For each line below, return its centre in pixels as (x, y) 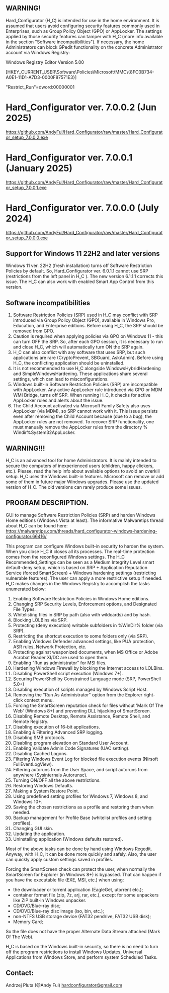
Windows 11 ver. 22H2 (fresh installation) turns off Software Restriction (79, 265)
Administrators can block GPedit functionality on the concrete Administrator (84, 47)
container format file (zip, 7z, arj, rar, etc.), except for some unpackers (86, 895)
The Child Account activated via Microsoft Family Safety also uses (81, 406)
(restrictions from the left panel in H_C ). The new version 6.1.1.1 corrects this (84, 277)
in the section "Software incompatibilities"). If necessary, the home (75, 42)
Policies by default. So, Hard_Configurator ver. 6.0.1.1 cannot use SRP (77, 271)
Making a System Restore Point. (46, 791)
